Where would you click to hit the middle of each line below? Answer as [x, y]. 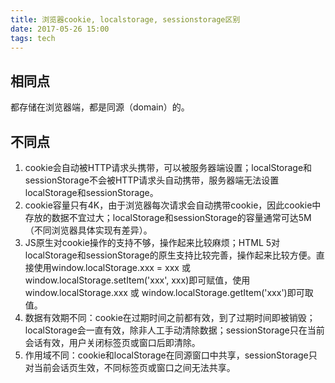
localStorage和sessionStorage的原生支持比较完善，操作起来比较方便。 [170, 255]
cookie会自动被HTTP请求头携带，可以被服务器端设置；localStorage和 [168, 167]
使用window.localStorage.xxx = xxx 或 [112, 267]
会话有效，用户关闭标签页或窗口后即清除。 [112, 342]
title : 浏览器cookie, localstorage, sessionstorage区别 [125, 19]
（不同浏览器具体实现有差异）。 [88, 230]
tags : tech [33, 38]
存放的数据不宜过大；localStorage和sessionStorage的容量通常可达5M [168, 217]
